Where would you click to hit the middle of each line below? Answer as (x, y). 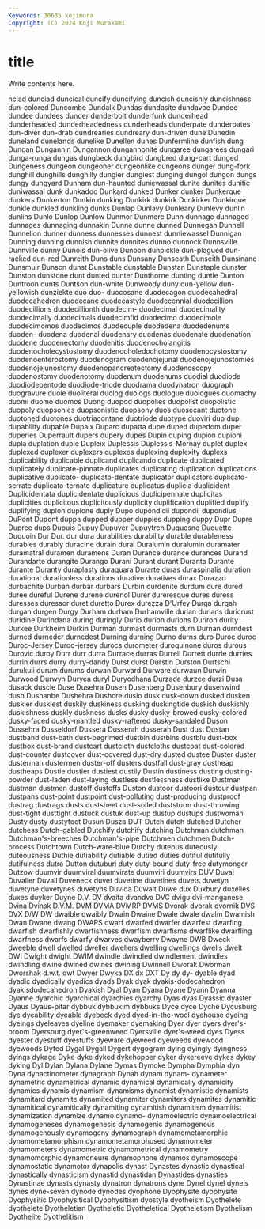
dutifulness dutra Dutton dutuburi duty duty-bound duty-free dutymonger (128, 864)
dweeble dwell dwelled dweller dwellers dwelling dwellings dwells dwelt (125, 948)
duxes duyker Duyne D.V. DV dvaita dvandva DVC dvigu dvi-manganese (126, 898)
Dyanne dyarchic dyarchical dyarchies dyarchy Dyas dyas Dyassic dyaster (130, 998)
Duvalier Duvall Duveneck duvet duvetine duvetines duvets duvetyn (119, 881)
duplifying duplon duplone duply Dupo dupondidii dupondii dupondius (122, 511)
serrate (20, 486)
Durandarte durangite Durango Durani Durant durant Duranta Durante (121, 562)
